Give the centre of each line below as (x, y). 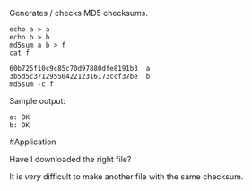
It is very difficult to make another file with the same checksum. (126, 177)
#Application (33, 142)
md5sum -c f (31, 84)
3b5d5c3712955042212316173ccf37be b (80, 76)
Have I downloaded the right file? (70, 159)
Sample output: (37, 101)
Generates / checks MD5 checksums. (79, 13)
